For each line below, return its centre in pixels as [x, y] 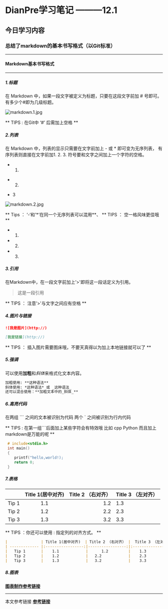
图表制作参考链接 [23, 586]
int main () [18, 448]
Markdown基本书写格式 [30, 64]
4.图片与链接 [18, 316]
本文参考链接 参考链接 [28, 601]
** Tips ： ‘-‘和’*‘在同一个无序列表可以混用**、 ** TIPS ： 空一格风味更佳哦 [82, 215]
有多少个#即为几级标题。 [31, 102]
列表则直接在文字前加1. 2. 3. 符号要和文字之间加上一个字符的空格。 [78, 155]
